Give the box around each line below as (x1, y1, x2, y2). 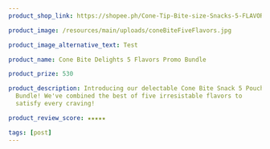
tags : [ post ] (8, 128, 52, 137)
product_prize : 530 (8, 70, 74, 78)
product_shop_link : (8, 11, 74, 20)
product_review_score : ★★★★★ (8, 114, 106, 122)
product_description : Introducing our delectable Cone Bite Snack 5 (8, 85, 243, 93)
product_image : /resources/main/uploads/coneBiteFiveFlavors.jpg (8, 26, 231, 35)
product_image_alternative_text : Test (8, 41, 138, 49)
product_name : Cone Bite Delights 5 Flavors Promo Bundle (8, 56, 207, 64)
